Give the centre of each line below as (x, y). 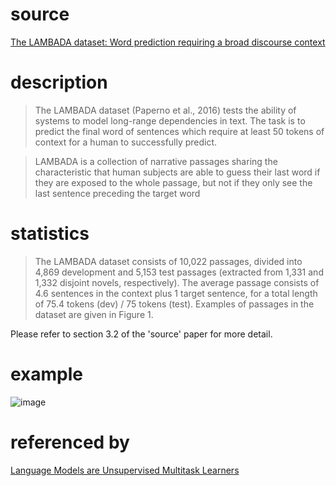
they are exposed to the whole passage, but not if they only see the (173, 182)
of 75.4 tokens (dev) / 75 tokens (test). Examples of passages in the (174, 304)
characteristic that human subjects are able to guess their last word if (177, 172)
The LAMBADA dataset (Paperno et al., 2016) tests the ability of (165, 110)
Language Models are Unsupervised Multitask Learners (125, 470)
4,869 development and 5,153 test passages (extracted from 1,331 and (179, 272)
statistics (50, 234)
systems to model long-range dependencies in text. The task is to (170, 120)
